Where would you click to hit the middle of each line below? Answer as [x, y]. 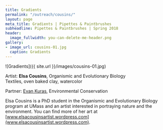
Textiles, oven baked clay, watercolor [44, 81]
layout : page [19, 19]
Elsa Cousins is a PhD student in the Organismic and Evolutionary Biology [82, 100]
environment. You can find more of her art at [51, 111]
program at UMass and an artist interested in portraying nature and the [79, 106]
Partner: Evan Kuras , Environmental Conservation [57, 91]
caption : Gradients [30, 52]
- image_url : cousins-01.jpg [36, 47]
